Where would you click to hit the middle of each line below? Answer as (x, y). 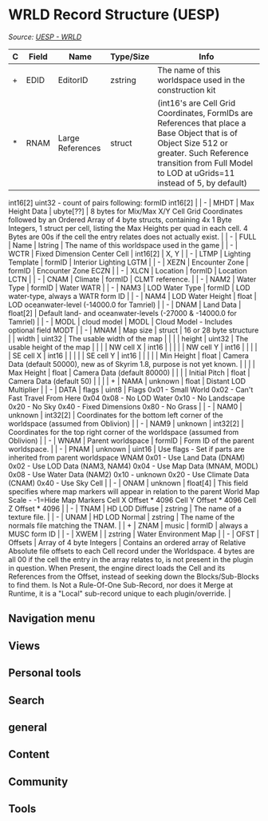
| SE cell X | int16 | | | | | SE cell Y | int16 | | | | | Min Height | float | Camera (129, 355)
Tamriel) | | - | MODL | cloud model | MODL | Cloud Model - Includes (120, 321)
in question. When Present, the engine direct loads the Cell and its (117, 568)
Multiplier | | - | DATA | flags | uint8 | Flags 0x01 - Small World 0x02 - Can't (131, 389)
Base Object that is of (197, 133)
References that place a (201, 123)
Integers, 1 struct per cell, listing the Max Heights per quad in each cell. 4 (128, 228)
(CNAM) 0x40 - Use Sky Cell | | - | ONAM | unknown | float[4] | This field (128, 483)
